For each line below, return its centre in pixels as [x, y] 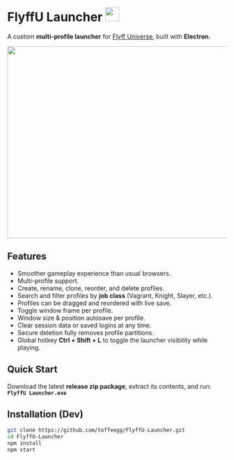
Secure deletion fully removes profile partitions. [86, 332]
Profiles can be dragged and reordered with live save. [94, 303]
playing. [29, 347]
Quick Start [32, 370]
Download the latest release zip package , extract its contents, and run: [109, 386]
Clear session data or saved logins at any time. [84, 325]
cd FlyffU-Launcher [36, 437]
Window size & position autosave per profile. [81, 318]
